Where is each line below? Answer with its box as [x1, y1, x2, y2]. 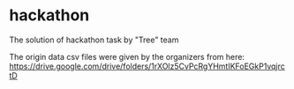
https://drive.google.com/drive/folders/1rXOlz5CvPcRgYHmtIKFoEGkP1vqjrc [9, 61, 285, 71]
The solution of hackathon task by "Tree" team [9, 34, 179, 45]
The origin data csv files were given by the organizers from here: [9, 51, 245, 62]
